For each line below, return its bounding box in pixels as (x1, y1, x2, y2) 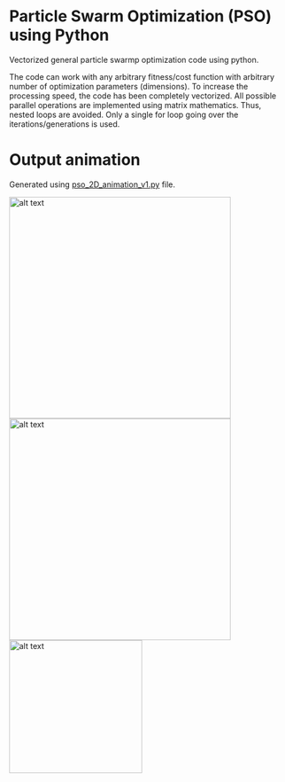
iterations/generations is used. (9, 118, 120, 129)
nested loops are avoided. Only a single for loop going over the (9, 109, 239, 120)
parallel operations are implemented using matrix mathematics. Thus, (9, 99, 262, 110)
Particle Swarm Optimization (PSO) (9, 6, 273, 27)
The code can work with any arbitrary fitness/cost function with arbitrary (9, 71, 275, 82)
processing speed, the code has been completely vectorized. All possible (9, 90, 277, 101)
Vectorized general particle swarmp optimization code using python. (9, 54, 259, 65)
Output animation (9, 150, 141, 170)
